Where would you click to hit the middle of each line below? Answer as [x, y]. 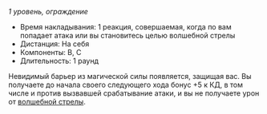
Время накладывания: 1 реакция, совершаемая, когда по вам [126, 27]
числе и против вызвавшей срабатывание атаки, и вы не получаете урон [134, 93]
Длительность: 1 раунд [59, 61]
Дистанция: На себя [55, 44]
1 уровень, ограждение [48, 12]
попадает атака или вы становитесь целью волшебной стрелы [127, 35]
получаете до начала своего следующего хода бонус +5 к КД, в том [125, 85]
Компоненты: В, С [51, 52]
